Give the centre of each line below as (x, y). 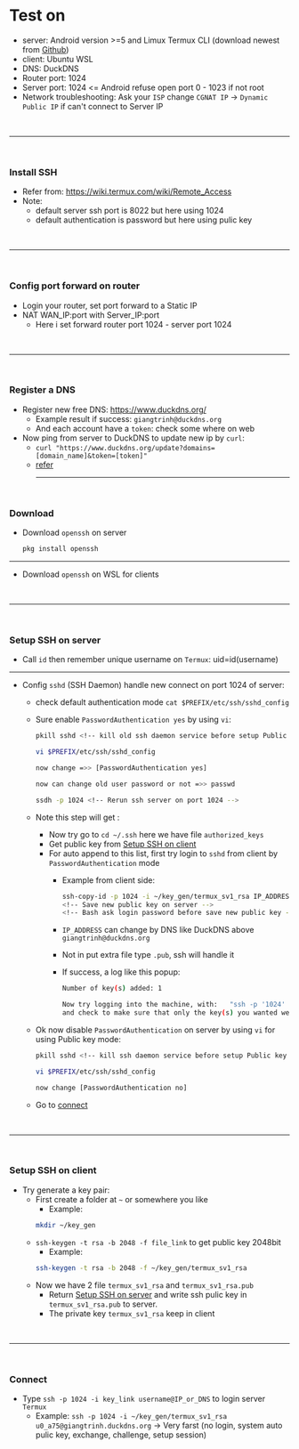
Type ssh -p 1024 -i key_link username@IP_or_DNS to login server (143, 1398)
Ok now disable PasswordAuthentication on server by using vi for (155, 1030)
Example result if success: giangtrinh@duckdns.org (129, 418)
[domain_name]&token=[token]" (92, 456)
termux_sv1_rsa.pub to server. (103, 1304)
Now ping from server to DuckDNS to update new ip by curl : (133, 438)
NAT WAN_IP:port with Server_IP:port (91, 315)
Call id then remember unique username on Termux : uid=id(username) (150, 660)
